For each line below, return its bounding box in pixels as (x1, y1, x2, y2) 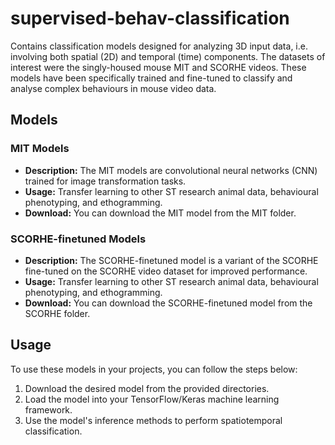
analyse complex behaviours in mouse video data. (10, 82, 217, 94)
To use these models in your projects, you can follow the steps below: (10, 363, 298, 375)
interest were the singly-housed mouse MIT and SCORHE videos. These (10, 61, 307, 73)
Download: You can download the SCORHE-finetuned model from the (24, 297, 313, 309)
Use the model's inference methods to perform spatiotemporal (24, 414, 283, 426)
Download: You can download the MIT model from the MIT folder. (24, 207, 297, 219)
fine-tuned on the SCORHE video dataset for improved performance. (24, 265, 308, 277)
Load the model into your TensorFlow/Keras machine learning (24, 393, 280, 405)
